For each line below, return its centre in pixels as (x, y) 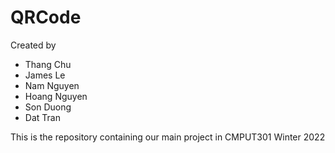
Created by (33, 45)
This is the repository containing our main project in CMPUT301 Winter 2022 (168, 137)
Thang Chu (48, 64)
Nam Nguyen (52, 85)
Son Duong (48, 107)
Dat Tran (42, 117)
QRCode (46, 17)
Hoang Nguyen (56, 96)
